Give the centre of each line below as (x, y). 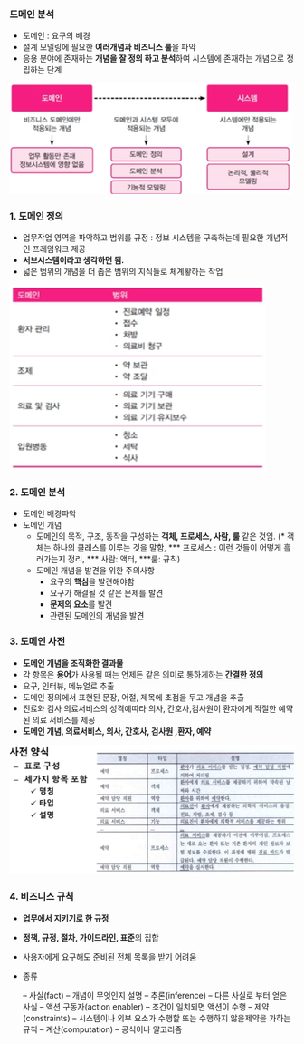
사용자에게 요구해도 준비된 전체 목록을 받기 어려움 (109, 956)
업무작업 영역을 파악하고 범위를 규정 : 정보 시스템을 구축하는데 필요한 (143, 237)
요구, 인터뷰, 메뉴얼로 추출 (68, 686)
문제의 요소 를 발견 (81, 604)
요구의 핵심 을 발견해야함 (92, 581)
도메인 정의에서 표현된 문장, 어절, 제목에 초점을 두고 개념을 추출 (133, 697)
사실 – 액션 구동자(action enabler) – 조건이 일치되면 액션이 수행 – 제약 (146, 1006)
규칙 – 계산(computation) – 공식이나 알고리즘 (102, 1029)
